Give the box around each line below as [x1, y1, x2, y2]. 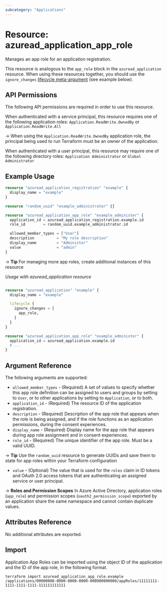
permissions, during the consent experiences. [12, 422, 107, 427]
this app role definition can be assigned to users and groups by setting [12, 390, 158, 395]
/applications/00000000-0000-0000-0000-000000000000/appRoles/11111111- [5, 578, 160, 584]
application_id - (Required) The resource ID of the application [12, 400, 141, 406]
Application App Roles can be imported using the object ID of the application [5, 559, 163, 565]
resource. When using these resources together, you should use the [5, 71, 145, 77]
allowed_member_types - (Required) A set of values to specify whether [12, 384, 155, 390]
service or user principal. [12, 478, 64, 484]
